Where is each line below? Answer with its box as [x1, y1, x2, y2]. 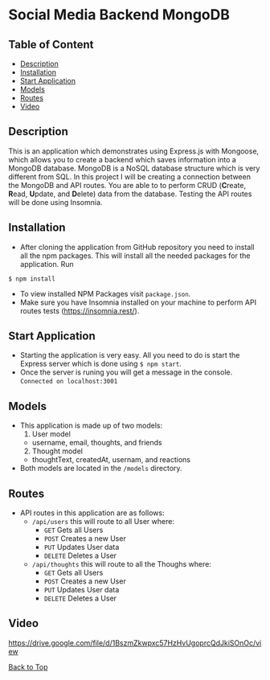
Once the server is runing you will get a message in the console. [19, 367, 233, 377]
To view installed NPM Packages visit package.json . [19, 289, 191, 298]
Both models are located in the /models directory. [19, 464, 182, 473]
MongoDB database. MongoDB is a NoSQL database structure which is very [8, 163, 260, 173]
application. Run [19, 259, 74, 268]
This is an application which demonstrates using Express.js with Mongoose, [8, 146, 260, 156]
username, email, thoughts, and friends [31, 438, 162, 448]
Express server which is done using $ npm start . [19, 359, 182, 369]
